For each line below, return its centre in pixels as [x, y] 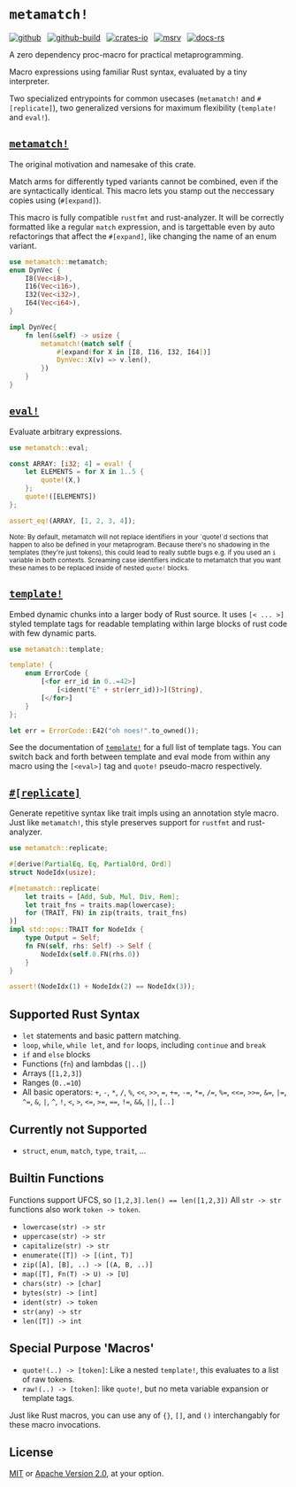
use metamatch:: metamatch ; [59, 262]
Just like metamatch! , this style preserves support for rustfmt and [127, 823]
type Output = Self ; [63, 938]
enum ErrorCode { [57, 674]
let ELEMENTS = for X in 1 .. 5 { [84, 472]
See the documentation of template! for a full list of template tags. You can [145, 747]
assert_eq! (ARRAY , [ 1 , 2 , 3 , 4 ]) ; [73, 521]
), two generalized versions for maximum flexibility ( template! [164, 107]
